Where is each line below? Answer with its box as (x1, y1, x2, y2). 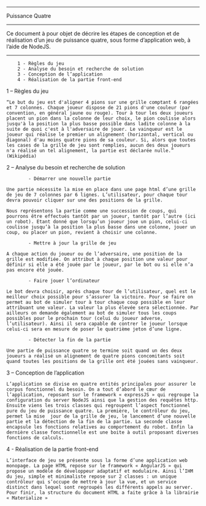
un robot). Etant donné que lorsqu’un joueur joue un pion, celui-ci (6, 219, 188, 225)
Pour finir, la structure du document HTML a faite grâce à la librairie (6, 489, 199, 496)
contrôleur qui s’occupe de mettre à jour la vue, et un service (6, 479, 177, 485)
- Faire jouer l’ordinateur (28, 278, 100, 284)
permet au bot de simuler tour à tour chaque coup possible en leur (6, 299, 185, 305)
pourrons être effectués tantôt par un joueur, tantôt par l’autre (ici (6, 213, 196, 219)
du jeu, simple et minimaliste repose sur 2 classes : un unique (6, 473, 177, 480)
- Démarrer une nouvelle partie (28, 176, 112, 182)
